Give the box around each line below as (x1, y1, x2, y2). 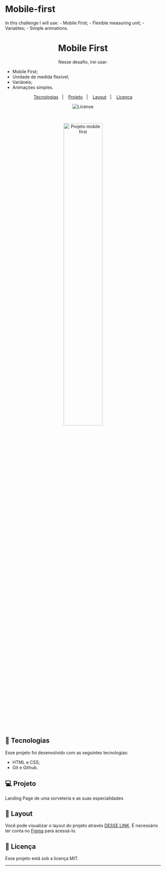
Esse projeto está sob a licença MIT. (5, 856, 79, 862)
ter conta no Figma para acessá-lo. (5, 828, 77, 834)
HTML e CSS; (12, 759, 41, 765)
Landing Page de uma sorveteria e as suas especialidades (5, 795, 124, 801)
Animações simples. (12, 84, 53, 90)
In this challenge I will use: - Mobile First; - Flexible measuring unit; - (5, 20, 145, 26)
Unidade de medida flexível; (12, 73, 70, 80)
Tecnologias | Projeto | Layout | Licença (34, 94, 132, 100)
